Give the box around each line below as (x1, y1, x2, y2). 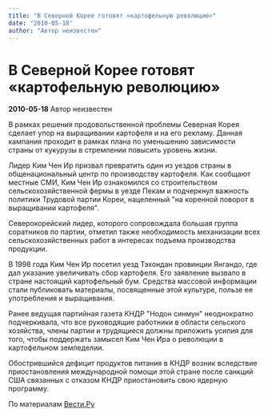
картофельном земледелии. (8, 343, 104, 352)
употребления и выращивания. (8, 293, 114, 304)
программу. (8, 384, 50, 394)
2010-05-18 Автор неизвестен (8, 105, 113, 114)
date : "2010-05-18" (8, 19, 74, 27)
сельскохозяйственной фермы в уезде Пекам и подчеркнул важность (8, 186, 250, 196)
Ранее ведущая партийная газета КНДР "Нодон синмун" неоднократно (8, 309, 254, 319)
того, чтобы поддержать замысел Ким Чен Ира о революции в (8, 335, 224, 344)
